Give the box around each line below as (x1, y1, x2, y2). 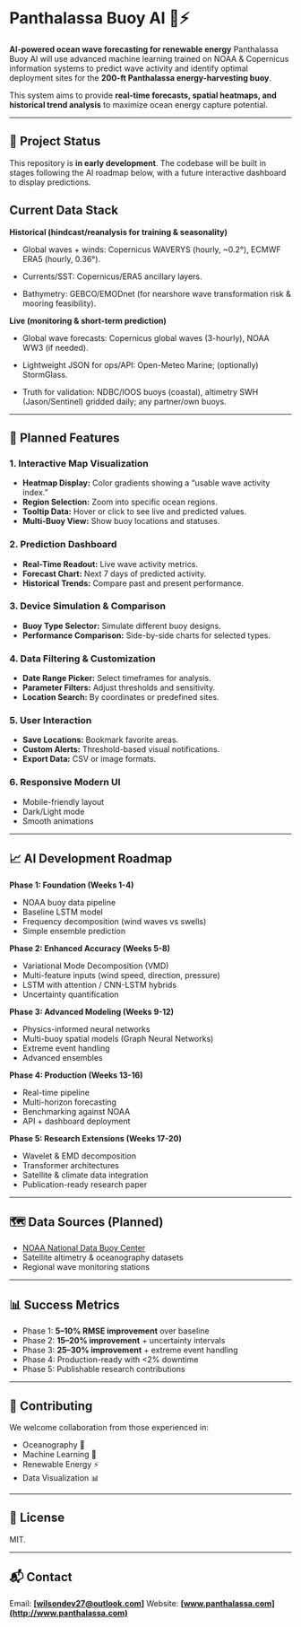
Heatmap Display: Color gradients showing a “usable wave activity (21, 477, 271, 488)
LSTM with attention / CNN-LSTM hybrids (21, 979, 177, 990)
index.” (21, 487, 48, 498)
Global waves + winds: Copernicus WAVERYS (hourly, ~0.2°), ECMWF (21, 244, 281, 255)
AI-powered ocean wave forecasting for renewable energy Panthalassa (9, 43, 279, 55)
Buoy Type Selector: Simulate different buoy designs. (21, 620, 221, 631)
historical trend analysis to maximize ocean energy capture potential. (9, 99, 269, 109)
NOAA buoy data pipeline (21, 897, 116, 907)
